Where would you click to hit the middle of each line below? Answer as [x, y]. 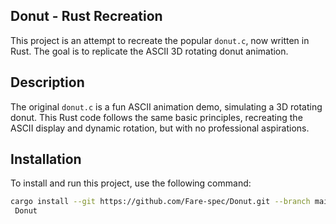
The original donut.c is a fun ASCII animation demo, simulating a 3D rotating [166, 106]
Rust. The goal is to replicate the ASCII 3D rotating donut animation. [149, 51]
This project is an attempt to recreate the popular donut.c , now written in [160, 40]
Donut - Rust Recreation [86, 16]
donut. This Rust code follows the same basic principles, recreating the [156, 117]
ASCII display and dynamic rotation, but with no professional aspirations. [160, 128]
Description [47, 82]
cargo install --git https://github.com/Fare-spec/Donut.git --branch [160, 202]
